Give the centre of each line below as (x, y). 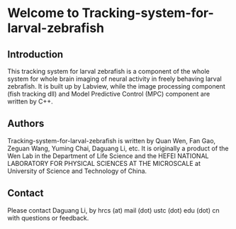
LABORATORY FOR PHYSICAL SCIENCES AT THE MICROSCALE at (104, 163)
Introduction (35, 54)
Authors (26, 124)
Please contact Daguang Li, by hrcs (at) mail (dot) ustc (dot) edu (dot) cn (113, 210)
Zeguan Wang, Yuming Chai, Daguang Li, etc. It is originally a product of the (118, 148)
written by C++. (30, 101)
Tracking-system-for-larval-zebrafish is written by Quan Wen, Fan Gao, (112, 140)
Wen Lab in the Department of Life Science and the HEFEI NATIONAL (108, 156)
